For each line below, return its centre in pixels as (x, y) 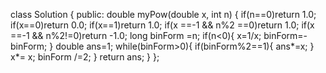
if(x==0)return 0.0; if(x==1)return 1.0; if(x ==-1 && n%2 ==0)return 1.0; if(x (162, 25)
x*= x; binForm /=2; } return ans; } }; (85, 57)
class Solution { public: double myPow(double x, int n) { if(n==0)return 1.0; (163, 14)
